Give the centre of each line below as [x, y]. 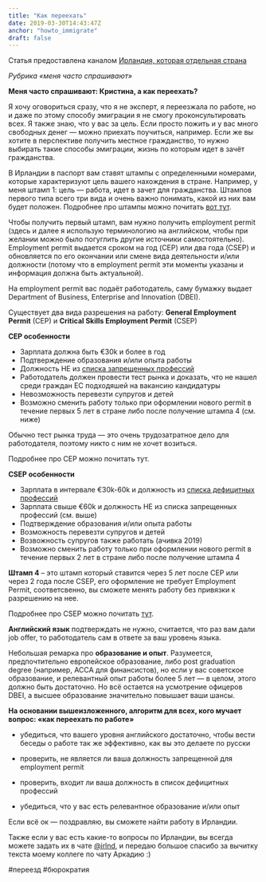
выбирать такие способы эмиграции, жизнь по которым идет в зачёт [127, 149]
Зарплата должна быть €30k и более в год [92, 352]
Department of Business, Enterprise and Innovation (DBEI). [104, 297]
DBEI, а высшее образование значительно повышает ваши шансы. [121, 696]
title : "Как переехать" [48, 16]
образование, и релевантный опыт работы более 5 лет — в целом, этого [132, 679]
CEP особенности [39, 336]
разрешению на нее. [43, 598]
